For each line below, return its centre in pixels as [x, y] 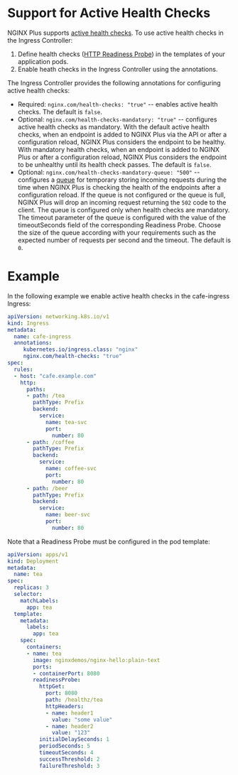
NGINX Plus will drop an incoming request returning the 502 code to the [122, 202]
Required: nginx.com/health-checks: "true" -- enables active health [118, 104]
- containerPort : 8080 [66, 673]
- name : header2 [69, 726]
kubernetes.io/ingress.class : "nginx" [81, 349]
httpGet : [52, 687]
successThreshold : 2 [69, 759]
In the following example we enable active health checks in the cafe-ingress [118, 296]
